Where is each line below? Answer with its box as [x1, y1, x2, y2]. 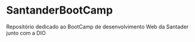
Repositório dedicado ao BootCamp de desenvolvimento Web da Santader [6, 23, 189, 30]
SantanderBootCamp [6, 4, 113, 17]
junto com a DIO [6, 29, 46, 36]
